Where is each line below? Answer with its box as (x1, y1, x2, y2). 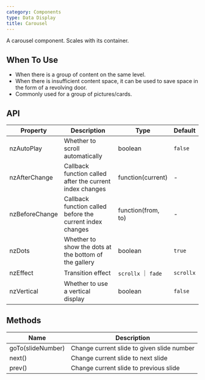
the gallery (63, 258, 95, 266)
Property (20, 126, 47, 134)
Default (173, 126, 196, 134)
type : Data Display (6, 15, 56, 21)
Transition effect (63, 269, 111, 277)
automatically (63, 152, 103, 160)
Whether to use (63, 279, 109, 288)
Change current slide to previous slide (71, 364, 180, 372)
